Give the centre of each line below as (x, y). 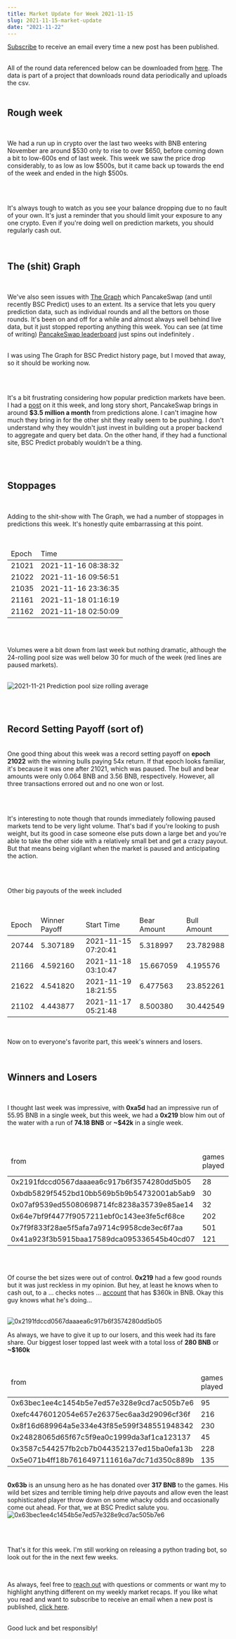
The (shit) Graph (44, 266)
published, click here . (38, 1607)
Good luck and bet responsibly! (53, 1628)
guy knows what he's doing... (50, 1300)
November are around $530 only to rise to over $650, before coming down (116, 151)
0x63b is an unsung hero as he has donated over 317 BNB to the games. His (118, 1485)
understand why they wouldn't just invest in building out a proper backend (115, 428)
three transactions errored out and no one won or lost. (86, 783)
